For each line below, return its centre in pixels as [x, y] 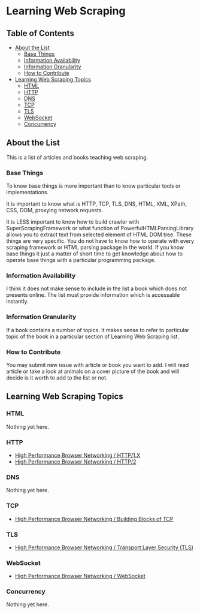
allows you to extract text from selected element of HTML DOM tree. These [99, 234]
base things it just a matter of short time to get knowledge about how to [94, 254]
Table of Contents [40, 33]
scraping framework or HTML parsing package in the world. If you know [95, 248]
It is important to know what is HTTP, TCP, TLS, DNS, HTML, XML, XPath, [97, 204]
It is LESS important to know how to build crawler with [73, 222]
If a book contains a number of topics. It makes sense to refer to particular [98, 330]
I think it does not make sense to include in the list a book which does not [97, 288]
